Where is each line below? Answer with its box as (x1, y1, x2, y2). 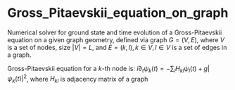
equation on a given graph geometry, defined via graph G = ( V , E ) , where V (7, 35, 225, 44)
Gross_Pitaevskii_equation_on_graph (7, 5, 229, 21)
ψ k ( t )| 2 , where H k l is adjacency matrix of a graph (7, 73, 148, 85)
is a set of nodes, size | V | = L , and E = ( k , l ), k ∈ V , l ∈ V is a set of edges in (7, 43, 227, 51)
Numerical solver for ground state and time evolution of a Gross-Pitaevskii (7, 28, 222, 37)
